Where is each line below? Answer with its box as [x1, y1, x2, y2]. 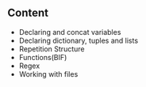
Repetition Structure [18, 43, 85, 54]
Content [7, 6, 49, 20]
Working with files [18, 69, 79, 78]
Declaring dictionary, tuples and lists [18, 36, 139, 45]
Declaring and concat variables [18, 27, 121, 36]
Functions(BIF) [18, 52, 67, 62]
